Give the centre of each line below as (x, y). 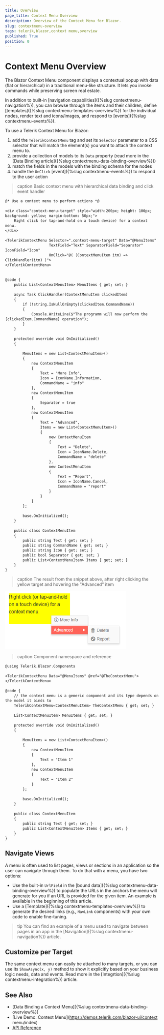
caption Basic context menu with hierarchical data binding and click (85, 186)
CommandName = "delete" (82, 457)
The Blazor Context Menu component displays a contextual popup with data (82, 80)
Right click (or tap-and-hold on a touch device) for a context (81, 221)
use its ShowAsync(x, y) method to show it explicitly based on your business (82, 969)
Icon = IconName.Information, (71, 378)
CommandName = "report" (82, 486)
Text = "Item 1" (57, 760)
